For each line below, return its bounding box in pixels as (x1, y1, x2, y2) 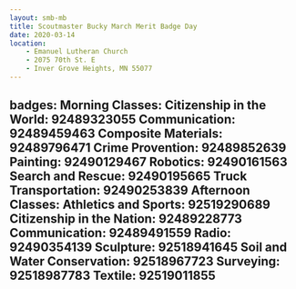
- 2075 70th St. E (26, 55, 96, 65)
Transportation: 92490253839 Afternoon (9, 183, 250, 198)
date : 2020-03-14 (9, 30, 76, 39)
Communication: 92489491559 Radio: (9, 225, 232, 241)
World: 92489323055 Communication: (9, 112, 236, 127)
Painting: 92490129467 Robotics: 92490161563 (9, 154, 289, 170)
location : (9, 38, 47, 48)
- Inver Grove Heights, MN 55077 (26, 65, 153, 74)
